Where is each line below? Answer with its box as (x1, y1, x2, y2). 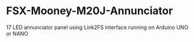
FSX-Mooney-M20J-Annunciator (6, 4, 173, 18)
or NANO (6, 30, 28, 37)
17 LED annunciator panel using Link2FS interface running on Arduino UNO (6, 24, 189, 31)
